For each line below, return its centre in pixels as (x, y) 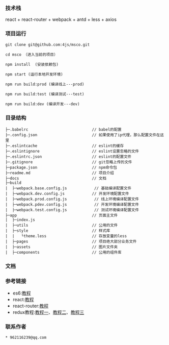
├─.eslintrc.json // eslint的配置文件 (68, 157)
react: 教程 (23, 300)
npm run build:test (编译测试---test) (45, 94)
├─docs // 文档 (56, 178)
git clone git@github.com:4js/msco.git (48, 44)
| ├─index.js (20, 220)
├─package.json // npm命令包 (61, 167)
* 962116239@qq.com (26, 338)
